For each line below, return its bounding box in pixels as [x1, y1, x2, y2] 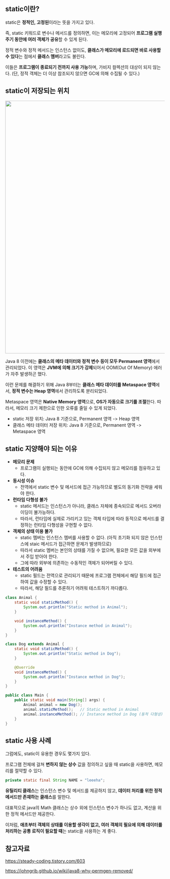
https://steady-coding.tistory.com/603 [5, 858, 85, 864]
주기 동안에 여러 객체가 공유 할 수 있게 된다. [5, 36, 88, 42]
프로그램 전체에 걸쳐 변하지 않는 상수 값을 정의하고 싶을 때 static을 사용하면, [5, 761, 154, 767]
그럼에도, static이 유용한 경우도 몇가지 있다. [5, 751, 91, 757]
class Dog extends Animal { [5, 641, 65, 647]
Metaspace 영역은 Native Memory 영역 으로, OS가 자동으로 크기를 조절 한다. [5, 398, 156, 404]
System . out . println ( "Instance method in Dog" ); [23, 674, 125, 679]
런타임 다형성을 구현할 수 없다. [33, 522, 94, 528]
